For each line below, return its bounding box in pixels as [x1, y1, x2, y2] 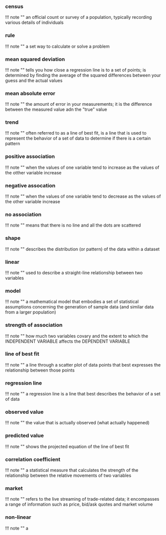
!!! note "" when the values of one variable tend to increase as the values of [5, 164, 160, 170]
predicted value [5, 432, 44, 439]
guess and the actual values [5, 77, 63, 83]
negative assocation [5, 182, 56, 189]
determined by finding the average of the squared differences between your [5, 72, 161, 78]
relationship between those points [5, 367, 75, 373]
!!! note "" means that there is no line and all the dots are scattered [5, 222, 141, 229]
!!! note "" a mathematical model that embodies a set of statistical [5, 299, 139, 305]
